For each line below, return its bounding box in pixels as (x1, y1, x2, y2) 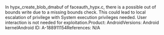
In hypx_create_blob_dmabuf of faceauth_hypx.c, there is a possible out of (5, 4, 156, 10)
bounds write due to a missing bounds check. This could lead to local (5, 9, 146, 15)
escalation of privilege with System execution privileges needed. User (5, 15, 147, 20)
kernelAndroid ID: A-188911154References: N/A (5, 25, 100, 31)
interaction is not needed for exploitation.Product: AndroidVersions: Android (5, 19, 159, 25)
